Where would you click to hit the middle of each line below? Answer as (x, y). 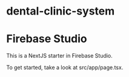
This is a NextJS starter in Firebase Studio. (60, 56)
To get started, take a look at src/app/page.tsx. (65, 67)
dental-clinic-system (61, 11)
